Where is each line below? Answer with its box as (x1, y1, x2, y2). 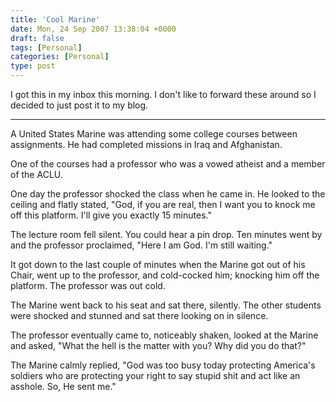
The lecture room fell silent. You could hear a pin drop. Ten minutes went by (10, 229, 323, 240)
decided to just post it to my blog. (10, 99, 149, 111)
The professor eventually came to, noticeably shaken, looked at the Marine (10, 329, 319, 341)
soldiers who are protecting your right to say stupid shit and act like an (10, 370, 301, 381)
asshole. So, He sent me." (10, 381, 117, 392)
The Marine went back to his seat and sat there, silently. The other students (10, 299, 322, 311)
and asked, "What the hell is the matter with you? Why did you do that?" (10, 340, 307, 351)
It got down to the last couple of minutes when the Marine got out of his (10, 259, 306, 270)
